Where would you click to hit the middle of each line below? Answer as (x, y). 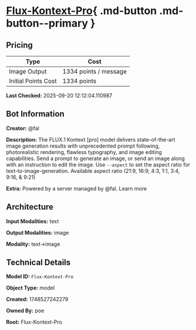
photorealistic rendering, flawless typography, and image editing (84, 152)
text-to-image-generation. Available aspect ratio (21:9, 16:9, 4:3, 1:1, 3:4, (93, 171)
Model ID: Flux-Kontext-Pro (40, 276)
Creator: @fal (23, 128)
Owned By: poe (25, 311)
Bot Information (35, 114)
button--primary (47, 23)
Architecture (30, 207)
